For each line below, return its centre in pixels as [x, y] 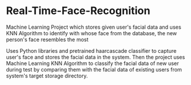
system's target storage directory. [47, 76]
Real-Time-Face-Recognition [78, 11]
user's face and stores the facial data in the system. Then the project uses [96, 57]
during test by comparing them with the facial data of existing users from [94, 69]
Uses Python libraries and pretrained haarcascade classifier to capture [91, 50]
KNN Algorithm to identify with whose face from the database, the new [92, 33]
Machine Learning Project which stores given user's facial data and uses [94, 27]
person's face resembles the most [47, 39]
